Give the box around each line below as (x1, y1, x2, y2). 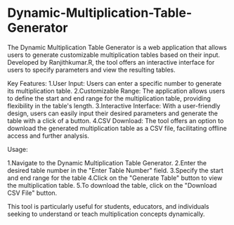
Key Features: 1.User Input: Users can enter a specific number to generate (7, 79, 222, 87)
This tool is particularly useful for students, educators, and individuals (7, 202, 209, 210)
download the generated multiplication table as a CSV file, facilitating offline (7, 124, 227, 132)
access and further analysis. (7, 131, 90, 140)
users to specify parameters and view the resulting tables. (7, 65, 176, 74)
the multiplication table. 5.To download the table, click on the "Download (7, 181, 217, 189)
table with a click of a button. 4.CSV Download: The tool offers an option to (7, 116, 224, 124)
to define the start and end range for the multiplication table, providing (7, 94, 211, 103)
